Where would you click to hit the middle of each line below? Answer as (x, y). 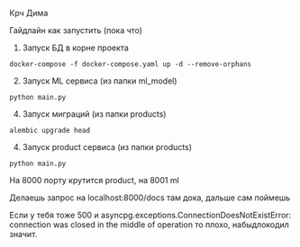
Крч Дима (29, 13)
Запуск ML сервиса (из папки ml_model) (100, 81)
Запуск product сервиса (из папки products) (107, 147)
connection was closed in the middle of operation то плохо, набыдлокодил (150, 225)
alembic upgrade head (50, 130)
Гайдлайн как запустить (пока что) (76, 30)
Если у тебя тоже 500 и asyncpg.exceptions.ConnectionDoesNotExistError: (150, 215)
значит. (23, 234)
